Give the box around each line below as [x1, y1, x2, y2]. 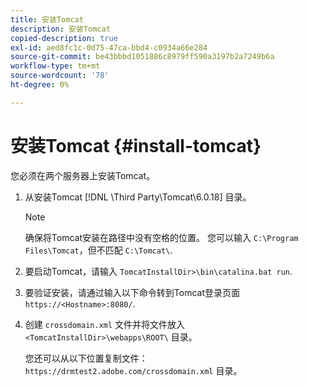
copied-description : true [10, 33, 118, 43]
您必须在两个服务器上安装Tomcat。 [10, 169, 156, 181]
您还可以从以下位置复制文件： [24, 352, 148, 364]
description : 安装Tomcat [10, 24, 111, 34]
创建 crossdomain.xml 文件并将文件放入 [24, 318, 186, 330]
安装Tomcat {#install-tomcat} [10, 134, 262, 157]
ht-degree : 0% [10, 80, 70, 90]
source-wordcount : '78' [10, 71, 110, 81]
